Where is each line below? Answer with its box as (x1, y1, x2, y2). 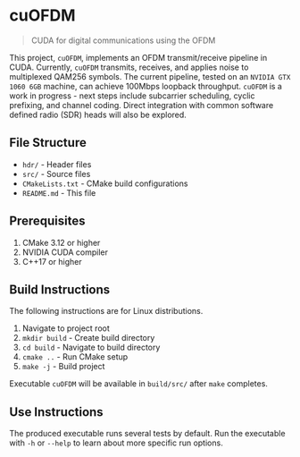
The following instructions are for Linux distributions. (9, 306, 204, 317)
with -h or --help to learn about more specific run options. (9, 437, 223, 448)
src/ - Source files (21, 168, 91, 179)
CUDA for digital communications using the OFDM (30, 35, 216, 46)
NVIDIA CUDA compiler (21, 247, 109, 258)
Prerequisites (9, 214, 86, 229)
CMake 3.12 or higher (21, 237, 101, 248)
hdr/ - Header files (21, 158, 92, 170)
